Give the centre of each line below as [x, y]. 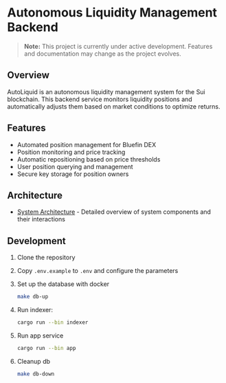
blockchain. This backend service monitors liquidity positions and [100, 99]
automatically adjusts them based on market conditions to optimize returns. [114, 106]
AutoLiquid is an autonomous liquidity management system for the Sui [106, 91]
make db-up [33, 297]
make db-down [36, 374]
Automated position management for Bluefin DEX [87, 144]
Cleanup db [33, 361]
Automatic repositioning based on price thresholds [89, 159]
